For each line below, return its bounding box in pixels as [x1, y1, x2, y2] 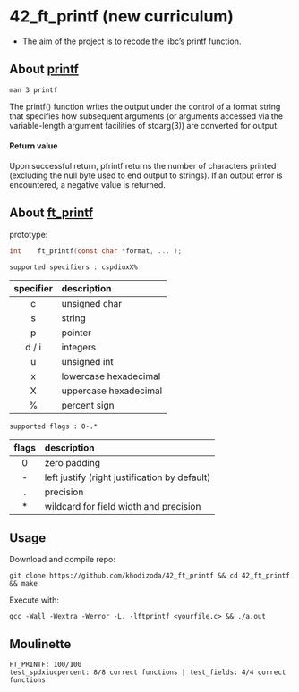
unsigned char [61, 297, 123, 309]
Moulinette [9, 637, 72, 652]
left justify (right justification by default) [44, 471, 211, 484]
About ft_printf [9, 206, 94, 221]
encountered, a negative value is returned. [9, 179, 166, 190]
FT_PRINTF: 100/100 [9, 660, 82, 670]
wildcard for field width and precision [44, 500, 201, 512]
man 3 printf [9, 85, 58, 95]
